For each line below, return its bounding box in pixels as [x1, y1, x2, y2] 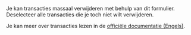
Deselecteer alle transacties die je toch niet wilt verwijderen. [6, 11, 154, 18]
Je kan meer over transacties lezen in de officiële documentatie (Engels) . [6, 23, 186, 29]
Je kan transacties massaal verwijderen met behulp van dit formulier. [6, 5, 176, 12]
